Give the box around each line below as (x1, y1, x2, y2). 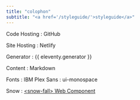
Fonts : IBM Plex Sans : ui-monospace (6, 76, 98, 83)
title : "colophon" (6, 8, 51, 15)
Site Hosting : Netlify (6, 42, 56, 49)
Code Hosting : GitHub (6, 30, 60, 37)
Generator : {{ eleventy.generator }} (6, 53, 92, 60)
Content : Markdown (6, 64, 56, 71)
